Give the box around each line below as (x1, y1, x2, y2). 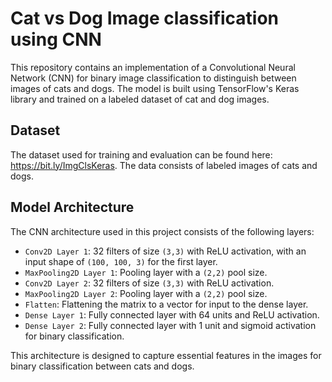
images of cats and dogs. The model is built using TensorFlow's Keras (10, 82, 300, 94)
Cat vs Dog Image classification (10, 7, 280, 30)
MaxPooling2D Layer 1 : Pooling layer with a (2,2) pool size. (24, 266, 268, 278)
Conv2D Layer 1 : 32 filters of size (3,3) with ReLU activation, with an (24, 245, 307, 257)
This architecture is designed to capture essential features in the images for (10, 349, 322, 361)
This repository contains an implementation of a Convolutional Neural (10, 61, 296, 73)
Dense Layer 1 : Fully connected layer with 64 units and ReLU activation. (24, 308, 320, 321)
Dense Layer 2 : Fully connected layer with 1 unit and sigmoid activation (24, 319, 317, 331)
